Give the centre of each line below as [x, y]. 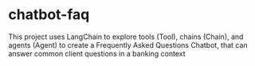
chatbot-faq [49, 15]
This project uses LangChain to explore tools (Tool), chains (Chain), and [126, 37]
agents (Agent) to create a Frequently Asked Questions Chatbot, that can [128, 45]
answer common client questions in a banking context [97, 53]
